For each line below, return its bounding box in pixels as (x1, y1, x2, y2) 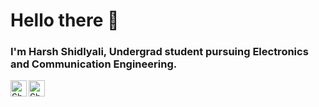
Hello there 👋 (10, 9, 120, 32)
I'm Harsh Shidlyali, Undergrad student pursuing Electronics (10, 45, 309, 59)
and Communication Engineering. (10, 57, 178, 71)
